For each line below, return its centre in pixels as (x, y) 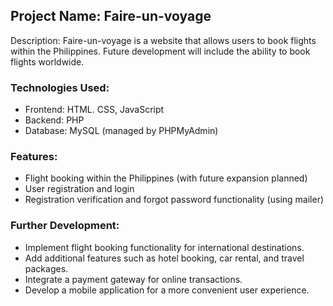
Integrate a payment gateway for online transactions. (133, 279)
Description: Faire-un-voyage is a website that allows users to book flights (163, 40)
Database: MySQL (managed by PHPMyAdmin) (121, 131)
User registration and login (79, 189)
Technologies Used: (60, 87)
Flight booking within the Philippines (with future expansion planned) (166, 178)
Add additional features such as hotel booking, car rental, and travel (164, 258)
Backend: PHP (54, 120)
